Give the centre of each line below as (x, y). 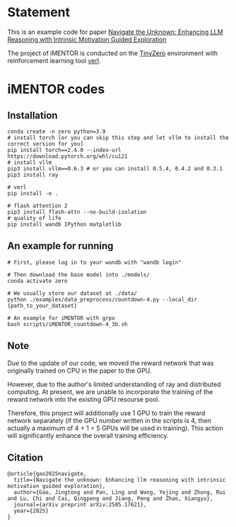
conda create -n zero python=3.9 (57, 132)
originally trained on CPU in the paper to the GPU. (79, 370)
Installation (33, 115)
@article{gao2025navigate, (47, 474)
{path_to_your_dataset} (42, 306)
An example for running (60, 246)
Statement (39, 12)
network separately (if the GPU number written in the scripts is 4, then (110, 420)
